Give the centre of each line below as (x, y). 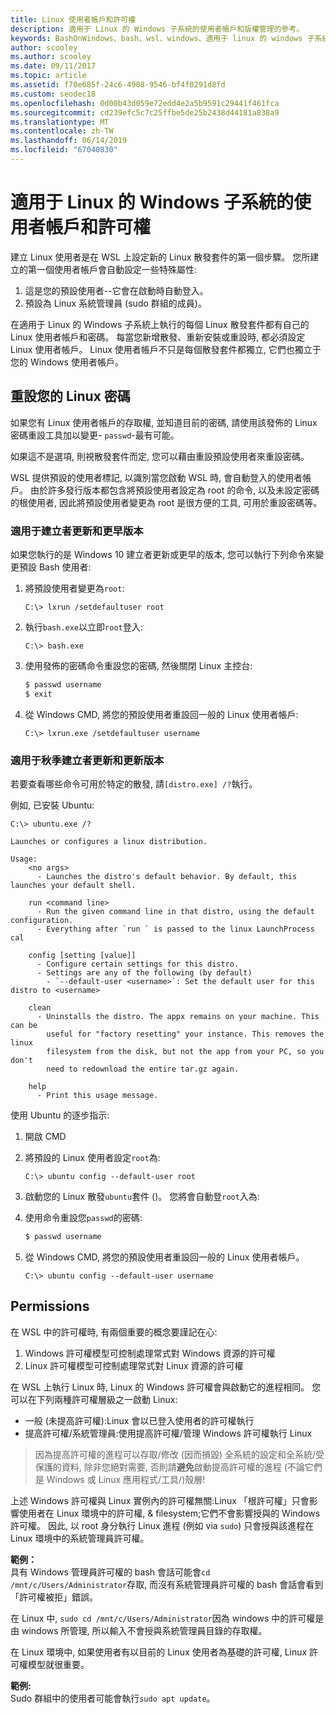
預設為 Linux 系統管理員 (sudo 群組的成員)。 (115, 303)
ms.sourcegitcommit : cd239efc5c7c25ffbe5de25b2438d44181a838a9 (145, 112)
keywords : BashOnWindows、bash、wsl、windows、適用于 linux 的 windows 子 (162, 38)
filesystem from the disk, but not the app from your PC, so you (185, 1051)
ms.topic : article (48, 76)
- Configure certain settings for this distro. (138, 964)
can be (24, 1025)
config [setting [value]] (82, 955)
